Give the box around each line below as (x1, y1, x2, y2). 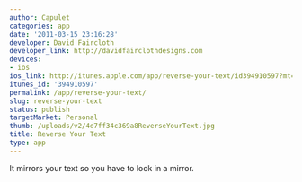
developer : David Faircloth (9, 38, 115, 48)
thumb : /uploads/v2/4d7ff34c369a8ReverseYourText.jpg (9, 122, 216, 131)
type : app (9, 138, 47, 147)
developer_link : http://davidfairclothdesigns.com (9, 47, 203, 56)
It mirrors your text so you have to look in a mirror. (9, 162, 195, 173)
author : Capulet (9, 13, 70, 22)
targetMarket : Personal (9, 113, 99, 122)
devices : (9, 55, 42, 64)
